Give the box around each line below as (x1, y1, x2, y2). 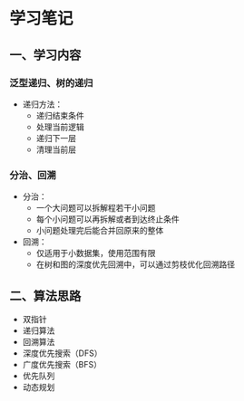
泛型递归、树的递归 (9, 76, 93, 89)
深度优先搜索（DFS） (22, 348, 102, 358)
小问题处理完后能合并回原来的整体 (35, 225, 164, 236)
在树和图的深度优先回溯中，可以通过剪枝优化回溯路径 (35, 259, 236, 270)
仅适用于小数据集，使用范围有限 (35, 248, 156, 259)
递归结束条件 (35, 110, 84, 120)
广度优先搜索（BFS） (22, 358, 102, 369)
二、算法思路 (9, 288, 82, 303)
